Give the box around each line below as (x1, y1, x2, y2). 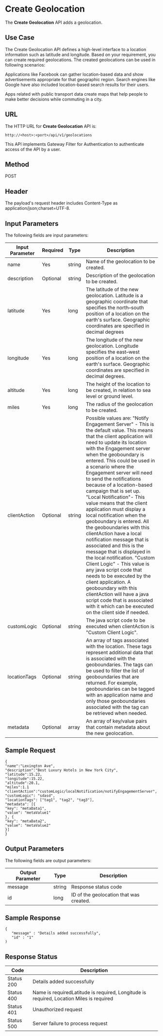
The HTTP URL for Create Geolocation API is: (5, 123, 97, 129)
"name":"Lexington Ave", (5, 764, 55, 768)
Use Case (5, 34, 35, 42)
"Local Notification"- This (85, 494, 145, 500)
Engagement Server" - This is (85, 421, 154, 427)
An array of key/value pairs (85, 718, 147, 724)
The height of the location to (85, 381, 150, 387)
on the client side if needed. (85, 609, 149, 615)
